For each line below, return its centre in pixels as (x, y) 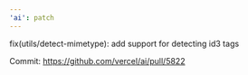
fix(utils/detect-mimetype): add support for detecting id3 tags (124, 43)
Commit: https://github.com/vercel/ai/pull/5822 (97, 61)
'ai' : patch (32, 18)
